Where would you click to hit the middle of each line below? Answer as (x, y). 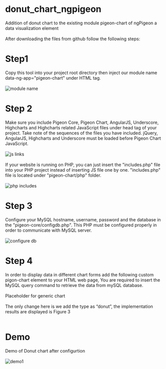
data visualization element (32, 28)
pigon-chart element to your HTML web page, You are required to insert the (83, 280)
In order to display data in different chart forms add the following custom (80, 275)
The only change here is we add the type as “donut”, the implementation (79, 306)
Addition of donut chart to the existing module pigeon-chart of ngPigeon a (81, 23)
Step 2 (19, 109)
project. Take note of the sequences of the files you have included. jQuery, (82, 133)
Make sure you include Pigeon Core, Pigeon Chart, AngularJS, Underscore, (82, 122)
